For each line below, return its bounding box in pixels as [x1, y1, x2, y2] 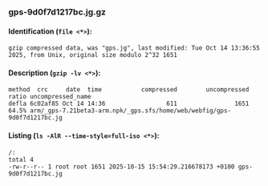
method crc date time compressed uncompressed [8, 86, 250, 94]
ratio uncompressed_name [8, 93, 91, 101]
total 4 [8, 156, 35, 164]
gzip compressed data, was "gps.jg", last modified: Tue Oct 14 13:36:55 [8, 44, 261, 52]
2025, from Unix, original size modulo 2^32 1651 [8, 51, 178, 59]
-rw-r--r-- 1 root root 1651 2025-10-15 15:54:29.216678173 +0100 [8, 163, 235, 171]
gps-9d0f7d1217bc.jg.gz [8, 6, 107, 18]
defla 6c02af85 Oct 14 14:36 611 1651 [8, 99, 250, 108]
